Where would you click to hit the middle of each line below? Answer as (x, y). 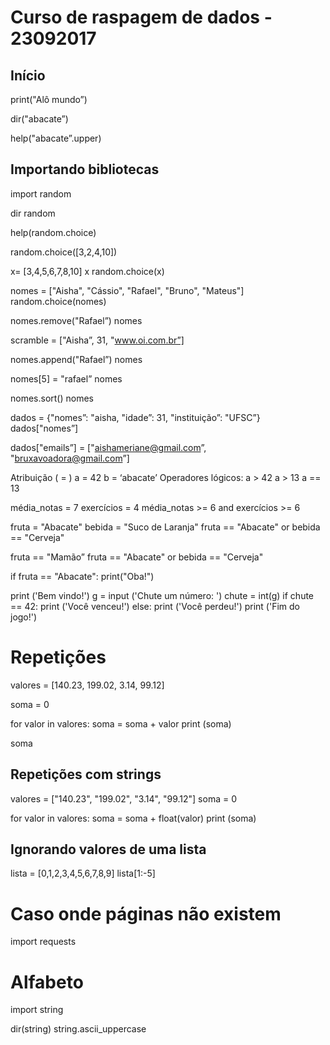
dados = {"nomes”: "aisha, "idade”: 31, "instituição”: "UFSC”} (135, 417)
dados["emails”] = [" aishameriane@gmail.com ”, (108, 447)
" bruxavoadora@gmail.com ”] (70, 458)
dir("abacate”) (39, 119)
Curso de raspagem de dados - (141, 17)
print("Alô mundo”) (49, 99)
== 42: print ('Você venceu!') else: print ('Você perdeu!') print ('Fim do (155, 606)
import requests (43, 942)
